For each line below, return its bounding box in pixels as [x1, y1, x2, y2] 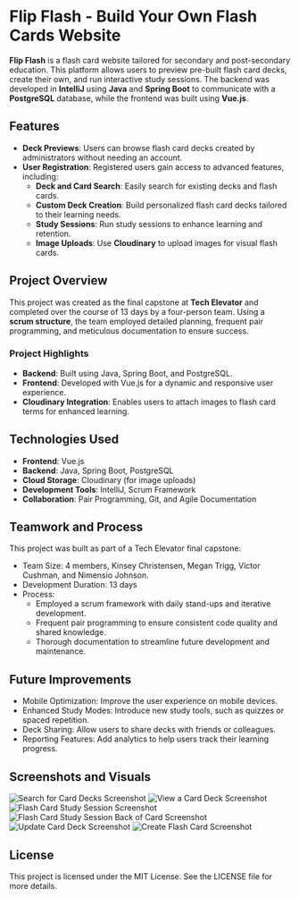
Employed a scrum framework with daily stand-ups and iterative [35, 598, 271, 609]
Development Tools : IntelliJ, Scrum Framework [21, 484, 196, 495]
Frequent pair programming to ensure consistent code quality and [35, 617, 278, 628]
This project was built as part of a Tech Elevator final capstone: [9, 543, 242, 554]
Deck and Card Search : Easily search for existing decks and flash [35, 181, 278, 191]
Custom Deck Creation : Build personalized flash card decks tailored [35, 199, 287, 210]
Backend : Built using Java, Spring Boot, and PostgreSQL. [21, 368, 233, 378]
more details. [9, 880, 58, 891]
